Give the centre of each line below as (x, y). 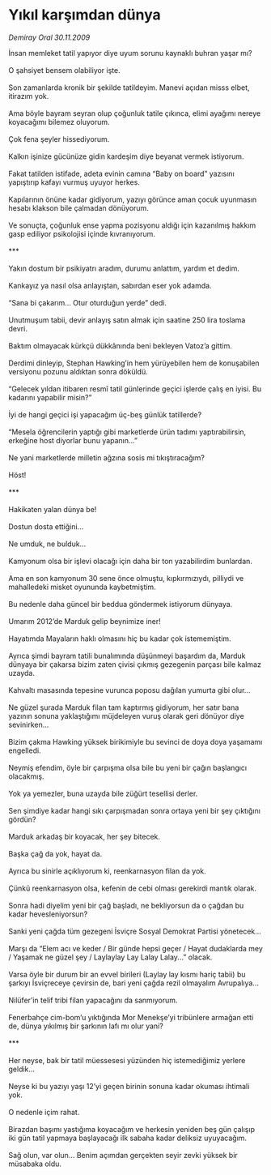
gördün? (22, 819)
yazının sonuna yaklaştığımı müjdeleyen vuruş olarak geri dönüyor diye (126, 716)
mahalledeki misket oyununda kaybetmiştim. (82, 587)
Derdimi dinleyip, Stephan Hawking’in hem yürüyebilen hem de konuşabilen (134, 363)
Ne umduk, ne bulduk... (47, 544)
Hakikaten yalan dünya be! (53, 509)
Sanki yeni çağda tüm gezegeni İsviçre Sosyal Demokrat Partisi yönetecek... (135, 931)
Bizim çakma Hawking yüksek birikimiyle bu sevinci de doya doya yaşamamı (135, 741)
